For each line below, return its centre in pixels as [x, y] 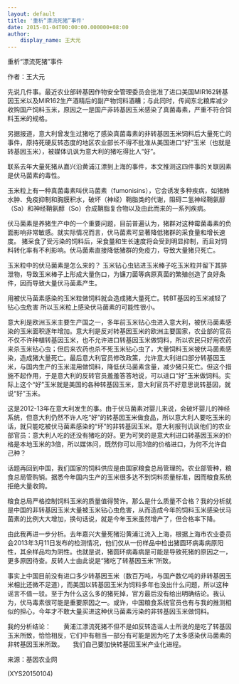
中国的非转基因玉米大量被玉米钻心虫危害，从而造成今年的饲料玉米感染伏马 [122, 510]
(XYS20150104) [30, 674]
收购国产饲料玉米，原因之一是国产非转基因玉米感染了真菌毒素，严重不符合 [116, 110]
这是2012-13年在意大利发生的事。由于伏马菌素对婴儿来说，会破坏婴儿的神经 [119, 409]
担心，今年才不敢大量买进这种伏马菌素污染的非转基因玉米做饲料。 [116, 611]
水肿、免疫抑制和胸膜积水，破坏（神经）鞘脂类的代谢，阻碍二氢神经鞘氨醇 [116, 199]
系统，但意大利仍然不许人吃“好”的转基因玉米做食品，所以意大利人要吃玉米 [116, 418]
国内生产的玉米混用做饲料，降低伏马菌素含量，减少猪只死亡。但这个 [126, 367]
